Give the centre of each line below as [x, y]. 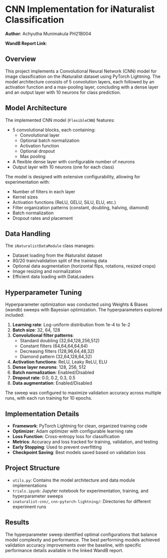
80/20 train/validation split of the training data [60, 261]
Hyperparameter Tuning [43, 292]
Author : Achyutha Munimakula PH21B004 [48, 33]
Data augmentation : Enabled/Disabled [52, 383]
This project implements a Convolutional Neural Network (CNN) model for [81, 71]
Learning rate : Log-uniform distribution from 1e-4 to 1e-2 [71, 325]
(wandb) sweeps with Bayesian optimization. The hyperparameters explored [84, 310]
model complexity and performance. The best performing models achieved [82, 540]
